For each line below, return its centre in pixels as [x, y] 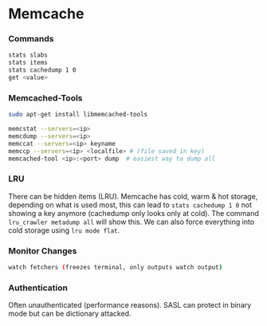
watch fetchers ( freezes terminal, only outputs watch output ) [116, 268]
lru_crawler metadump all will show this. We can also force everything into [132, 222]
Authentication [38, 288]
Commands [31, 39]
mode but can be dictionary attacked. [70, 314]
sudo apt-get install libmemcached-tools [78, 115]
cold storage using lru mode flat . [64, 230]
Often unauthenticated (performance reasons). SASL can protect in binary [130, 305]
